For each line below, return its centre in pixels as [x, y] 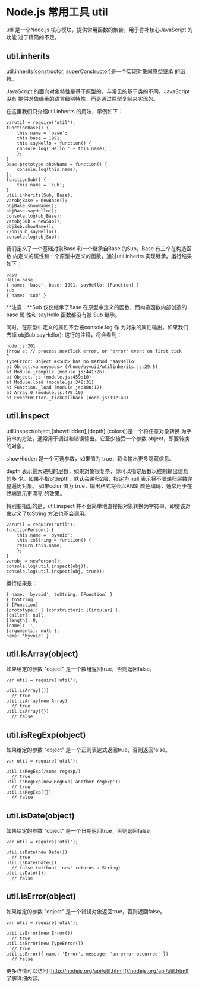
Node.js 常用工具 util [57, 12]
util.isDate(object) [41, 816]
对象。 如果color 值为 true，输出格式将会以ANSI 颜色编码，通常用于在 [107, 486]
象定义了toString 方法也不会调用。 [48, 513]
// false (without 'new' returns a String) [66, 868]
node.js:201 [21, 346]
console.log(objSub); [33, 237]
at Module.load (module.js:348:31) [50, 382]
